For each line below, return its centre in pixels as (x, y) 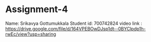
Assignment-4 (37, 9)
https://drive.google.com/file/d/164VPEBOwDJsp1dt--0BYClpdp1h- (76, 28)
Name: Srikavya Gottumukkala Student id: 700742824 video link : (74, 23)
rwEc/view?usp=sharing (31, 34)
